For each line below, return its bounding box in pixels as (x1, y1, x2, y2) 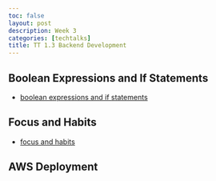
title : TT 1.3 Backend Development (8, 42, 127, 50)
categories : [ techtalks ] (8, 34, 91, 42)
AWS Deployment (8, 160, 98, 174)
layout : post (8, 19, 52, 27)
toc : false (8, 11, 45, 20)
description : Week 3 (8, 26, 78, 34)
